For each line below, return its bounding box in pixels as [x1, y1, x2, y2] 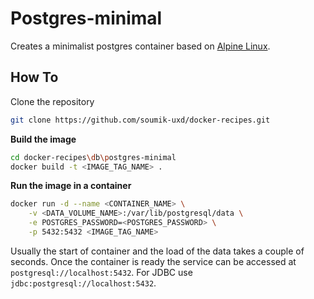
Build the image [10, 133, 77, 145]
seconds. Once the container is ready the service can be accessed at [10, 255, 297, 267]
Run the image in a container [10, 180, 132, 192]
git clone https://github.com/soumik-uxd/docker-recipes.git [10, 115, 271, 125]
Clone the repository [10, 95, 95, 107]
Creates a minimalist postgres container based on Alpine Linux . [10, 40, 271, 52]
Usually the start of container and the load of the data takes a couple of [10, 245, 305, 257]
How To [10, 69, 59, 86]
